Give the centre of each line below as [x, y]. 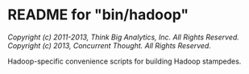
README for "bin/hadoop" [98, 15]
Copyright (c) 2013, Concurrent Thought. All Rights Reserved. [109, 45]
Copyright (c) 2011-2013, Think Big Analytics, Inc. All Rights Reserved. [123, 37]
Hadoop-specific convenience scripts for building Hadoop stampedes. [124, 61]
